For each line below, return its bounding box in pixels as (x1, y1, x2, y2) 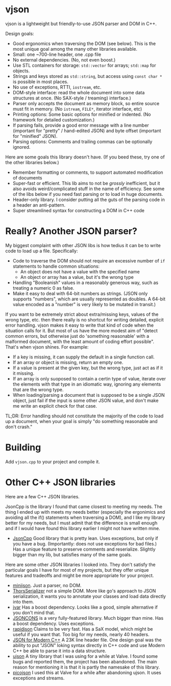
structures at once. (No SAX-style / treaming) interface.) (12, 95, 131, 101)
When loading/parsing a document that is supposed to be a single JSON (12, 392, 165, 398)
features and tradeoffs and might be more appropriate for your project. (5, 572, 154, 578)
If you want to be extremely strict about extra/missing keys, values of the (5, 311, 159, 317)
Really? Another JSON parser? (5, 226, 138, 237)
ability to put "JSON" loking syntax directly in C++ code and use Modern (12, 642, 165, 648)
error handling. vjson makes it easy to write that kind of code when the (5, 322, 154, 328)
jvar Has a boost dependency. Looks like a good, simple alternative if (12, 604, 158, 610)
